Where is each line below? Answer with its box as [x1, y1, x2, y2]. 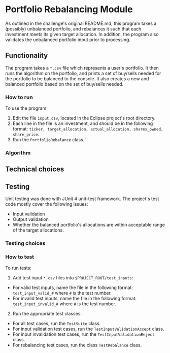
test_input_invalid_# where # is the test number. [12, 301, 117, 307]
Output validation [12, 216, 49, 222]
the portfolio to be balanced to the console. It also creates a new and [5, 75, 149, 82]
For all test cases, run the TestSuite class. [12, 320, 101, 327]
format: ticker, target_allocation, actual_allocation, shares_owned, [12, 126, 163, 132]
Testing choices [5, 240, 46, 247]
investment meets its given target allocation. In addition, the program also [5, 31, 159, 37]
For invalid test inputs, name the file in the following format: [12, 296, 137, 302]
